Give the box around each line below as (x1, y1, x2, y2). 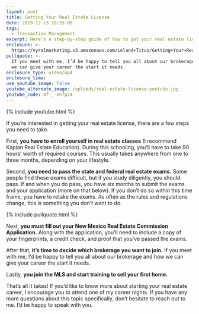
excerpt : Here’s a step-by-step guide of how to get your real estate (6, 36, 184, 42)
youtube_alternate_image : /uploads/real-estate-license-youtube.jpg (6, 86, 179, 92)
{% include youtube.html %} (6, 108, 75, 115)
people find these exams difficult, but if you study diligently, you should (6, 174, 181, 181)
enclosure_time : (6, 75, 46, 81)
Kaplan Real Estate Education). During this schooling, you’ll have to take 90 (6, 143, 190, 150)
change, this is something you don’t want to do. (6, 199, 123, 206)
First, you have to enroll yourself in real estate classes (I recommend (6, 137, 176, 145)
